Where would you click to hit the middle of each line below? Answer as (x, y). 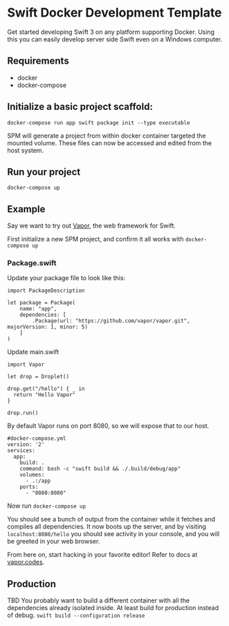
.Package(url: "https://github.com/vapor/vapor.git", (111, 321)
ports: (29, 487)
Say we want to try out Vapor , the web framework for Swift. (92, 225)
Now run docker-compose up (47, 506)
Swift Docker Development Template (115, 13)
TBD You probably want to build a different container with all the (99, 600)
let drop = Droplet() (38, 377)
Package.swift (32, 263)
